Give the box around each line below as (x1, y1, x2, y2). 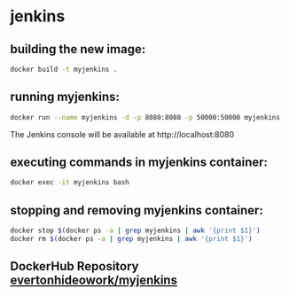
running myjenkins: (10, 90, 121, 105)
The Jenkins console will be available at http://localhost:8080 (10, 129, 235, 139)
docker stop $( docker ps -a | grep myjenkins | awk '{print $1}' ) (10, 226, 261, 236)
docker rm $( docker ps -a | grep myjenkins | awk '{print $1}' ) (10, 234, 253, 243)
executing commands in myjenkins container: (10, 154, 269, 169)
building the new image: (10, 42, 146, 57)
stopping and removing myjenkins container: (10, 202, 264, 218)
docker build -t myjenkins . (10, 65, 118, 74)
